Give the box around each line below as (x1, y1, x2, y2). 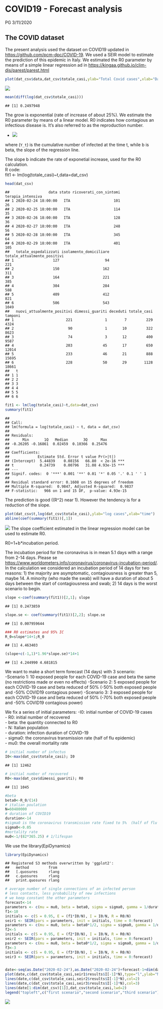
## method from (5, 865, 57, 870)
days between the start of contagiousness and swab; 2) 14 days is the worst (5, 580, 158, 586)
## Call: (5, 420, 23, 425)
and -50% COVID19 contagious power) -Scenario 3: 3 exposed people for (5, 689, 153, 695)
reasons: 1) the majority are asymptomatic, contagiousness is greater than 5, (5, 570, 158, 576)
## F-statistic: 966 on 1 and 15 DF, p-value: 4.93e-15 (5, 488, 127, 493)
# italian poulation (5, 802, 47, 807)
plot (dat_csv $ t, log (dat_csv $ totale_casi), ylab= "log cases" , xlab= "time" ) (5, 512, 155, 517)
